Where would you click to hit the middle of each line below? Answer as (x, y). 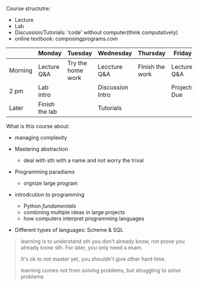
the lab (47, 112)
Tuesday (80, 53)
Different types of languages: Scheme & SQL (69, 230)
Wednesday (115, 53)
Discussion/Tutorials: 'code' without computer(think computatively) (96, 32)
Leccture (110, 67)
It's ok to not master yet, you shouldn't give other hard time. (93, 259)
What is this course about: (38, 126)
